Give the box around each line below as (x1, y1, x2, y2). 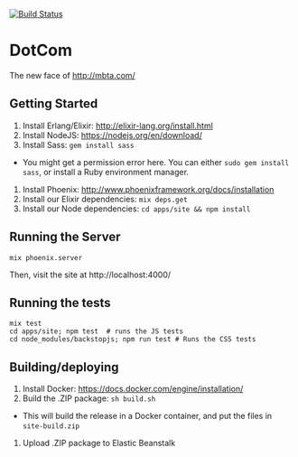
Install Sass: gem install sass (22, 139, 135, 150)
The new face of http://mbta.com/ (9, 70, 135, 80)
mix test (9, 319, 42, 329)
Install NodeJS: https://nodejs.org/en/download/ (22, 129, 203, 140)
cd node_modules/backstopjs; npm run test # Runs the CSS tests (9, 335, 256, 344)
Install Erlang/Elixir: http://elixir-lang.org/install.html (22, 120, 214, 131)
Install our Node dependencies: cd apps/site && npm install (22, 203, 251, 214)
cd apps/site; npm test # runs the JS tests (9, 327, 183, 336)
